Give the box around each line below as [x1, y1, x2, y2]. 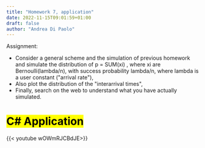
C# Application [6, 115, 84, 129]
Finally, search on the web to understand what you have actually [15, 86, 178, 94]
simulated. [15, 93, 41, 100]
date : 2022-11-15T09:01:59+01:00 [6, 15, 92, 21]
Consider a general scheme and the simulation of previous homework [15, 54, 190, 62]
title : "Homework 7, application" [6, 9, 95, 15]
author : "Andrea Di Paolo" [6, 26, 75, 32]
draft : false [6, 20, 40, 26]
